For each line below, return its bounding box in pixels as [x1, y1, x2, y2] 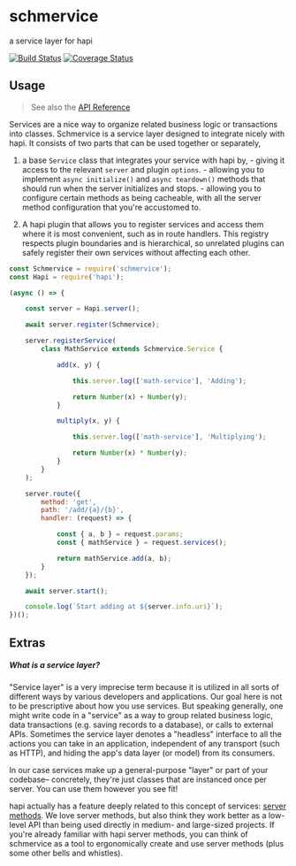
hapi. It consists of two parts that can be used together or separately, [9, 137, 262, 148]
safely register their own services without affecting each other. [21, 247, 251, 257]
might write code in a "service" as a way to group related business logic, [9, 710, 274, 721]
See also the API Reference [30, 102, 131, 112]
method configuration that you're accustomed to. [21, 202, 201, 212]
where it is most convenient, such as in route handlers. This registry [21, 228, 269, 239]
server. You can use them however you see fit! [9, 784, 178, 794]
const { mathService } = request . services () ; [56, 538, 227, 547]
